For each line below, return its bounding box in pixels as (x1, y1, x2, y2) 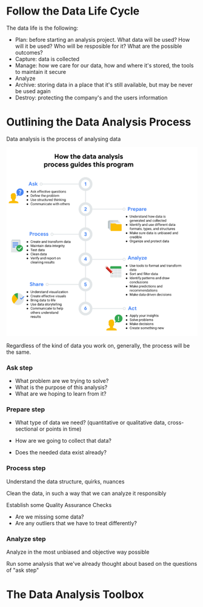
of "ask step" (6, 566, 39, 574)
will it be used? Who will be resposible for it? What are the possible (15, 42, 182, 50)
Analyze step (6, 534, 47, 543)
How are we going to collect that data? (15, 437, 112, 445)
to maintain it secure (15, 68, 67, 75)
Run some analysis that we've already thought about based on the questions (6, 560, 198, 567)
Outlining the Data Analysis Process (6, 115, 191, 129)
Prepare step (6, 405, 45, 413)
